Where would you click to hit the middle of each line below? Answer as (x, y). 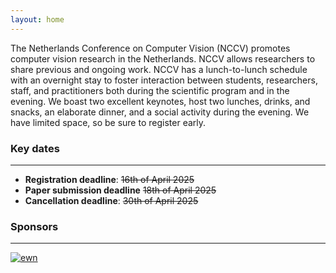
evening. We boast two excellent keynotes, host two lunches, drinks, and (160, 101)
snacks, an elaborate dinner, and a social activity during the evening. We (160, 112)
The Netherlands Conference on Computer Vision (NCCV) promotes (150, 48)
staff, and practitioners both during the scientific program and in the (150, 90)
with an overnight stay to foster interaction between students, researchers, (164, 80)
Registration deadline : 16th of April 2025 (109, 179)
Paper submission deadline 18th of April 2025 (120, 190)
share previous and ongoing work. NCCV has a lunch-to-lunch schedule (159, 69)
